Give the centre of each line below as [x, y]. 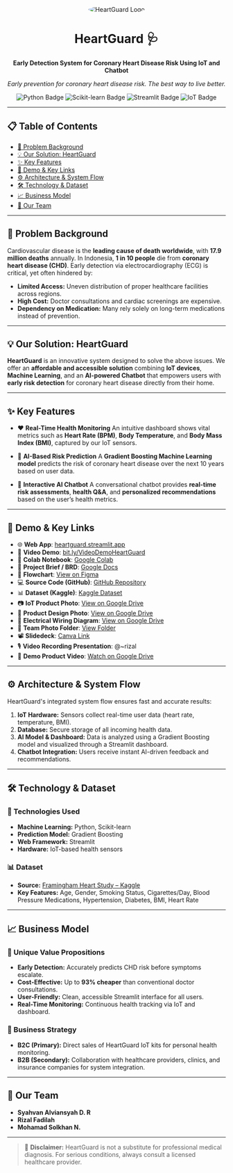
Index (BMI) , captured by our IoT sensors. [77, 443]
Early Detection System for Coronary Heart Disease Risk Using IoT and [116, 63]
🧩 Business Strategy [42, 1030]
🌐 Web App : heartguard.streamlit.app [71, 544]
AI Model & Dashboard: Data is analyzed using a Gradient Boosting [113, 737]
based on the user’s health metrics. [68, 499]
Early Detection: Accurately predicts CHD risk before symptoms [109, 967]
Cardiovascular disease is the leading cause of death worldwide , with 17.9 [114, 250]
